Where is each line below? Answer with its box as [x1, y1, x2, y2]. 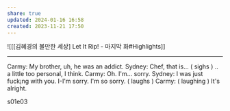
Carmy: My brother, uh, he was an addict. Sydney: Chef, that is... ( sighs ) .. [7, 62, 219, 71]
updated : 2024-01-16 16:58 [7, 16, 84, 23]
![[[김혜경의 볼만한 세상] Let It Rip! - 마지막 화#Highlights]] [7, 42, 166, 51]
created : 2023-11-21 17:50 [7, 23, 84, 29]
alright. [7, 84, 27, 92]
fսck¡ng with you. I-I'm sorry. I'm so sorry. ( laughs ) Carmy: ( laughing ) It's [7, 77, 220, 86]
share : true [7, 10, 41, 17]
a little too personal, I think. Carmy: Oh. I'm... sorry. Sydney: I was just [7, 70, 203, 78]
